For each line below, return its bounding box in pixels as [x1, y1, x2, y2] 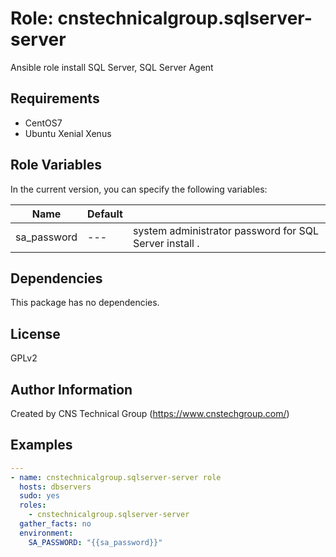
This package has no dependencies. [10, 297, 160, 309]
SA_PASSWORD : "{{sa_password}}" [28, 537, 163, 547]
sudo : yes [19, 491, 60, 501]
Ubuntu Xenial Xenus [24, 127, 112, 139]
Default [87, 207, 123, 221]
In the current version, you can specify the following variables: [10, 183, 268, 195]
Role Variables [10, 157, 102, 174]
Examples [10, 437, 73, 454]
